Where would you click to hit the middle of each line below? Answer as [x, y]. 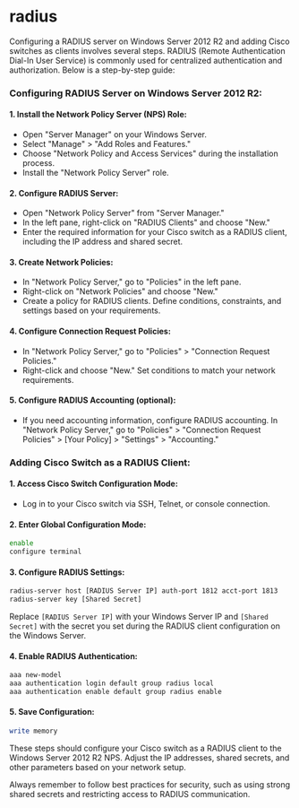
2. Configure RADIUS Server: [64, 193]
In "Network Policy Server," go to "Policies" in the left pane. [132, 282]
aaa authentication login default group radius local [112, 683]
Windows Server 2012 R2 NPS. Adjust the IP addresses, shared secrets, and [149, 757]
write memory [34, 731]
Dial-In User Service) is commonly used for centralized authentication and [146, 60]
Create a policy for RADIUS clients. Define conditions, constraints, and [152, 301]
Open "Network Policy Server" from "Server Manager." [123, 213]
